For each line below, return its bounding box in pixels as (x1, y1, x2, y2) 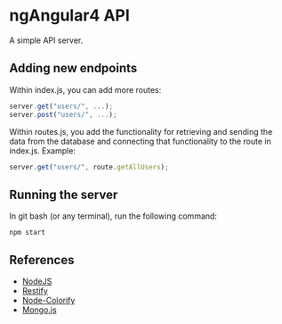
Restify (21, 286, 49, 295)
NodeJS (21, 276, 52, 287)
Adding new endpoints (9, 61, 138, 76)
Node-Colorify (21, 295, 76, 305)
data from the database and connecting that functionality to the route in (9, 136, 271, 146)
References (9, 252, 75, 268)
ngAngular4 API (9, 5, 131, 26)
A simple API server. (9, 35, 84, 46)
